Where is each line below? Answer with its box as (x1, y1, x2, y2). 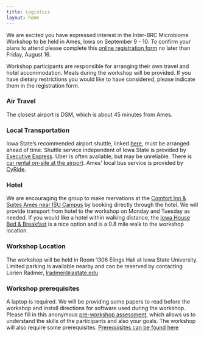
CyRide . (6, 165, 26, 173)
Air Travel (6, 97, 36, 105)
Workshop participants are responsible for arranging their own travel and (6, 62, 189, 70)
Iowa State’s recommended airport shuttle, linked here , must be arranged (6, 140, 190, 147)
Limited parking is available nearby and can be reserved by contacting (6, 262, 183, 269)
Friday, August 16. (6, 50, 51, 58)
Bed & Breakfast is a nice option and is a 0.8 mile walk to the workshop (6, 220, 184, 228)
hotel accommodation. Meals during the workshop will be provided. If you (6, 69, 191, 76)
